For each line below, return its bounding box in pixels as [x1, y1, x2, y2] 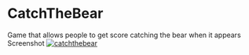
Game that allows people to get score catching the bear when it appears [7, 30, 241, 40]
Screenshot [7, 38, 45, 47]
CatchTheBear [7, 5, 104, 22]
